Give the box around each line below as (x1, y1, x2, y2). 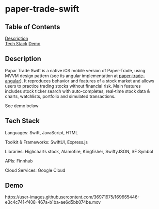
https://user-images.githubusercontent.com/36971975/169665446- (5, 194, 140, 200)
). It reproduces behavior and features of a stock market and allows (20, 78, 155, 83)
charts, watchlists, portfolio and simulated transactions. (5, 93, 116, 99)
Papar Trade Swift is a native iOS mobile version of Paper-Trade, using (5, 67, 145, 73)
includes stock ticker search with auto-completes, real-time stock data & (5, 88, 150, 94)
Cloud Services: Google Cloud (5, 167, 65, 173)
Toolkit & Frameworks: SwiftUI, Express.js (5, 139, 88, 145)
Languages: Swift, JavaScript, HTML (5, 129, 79, 135)
